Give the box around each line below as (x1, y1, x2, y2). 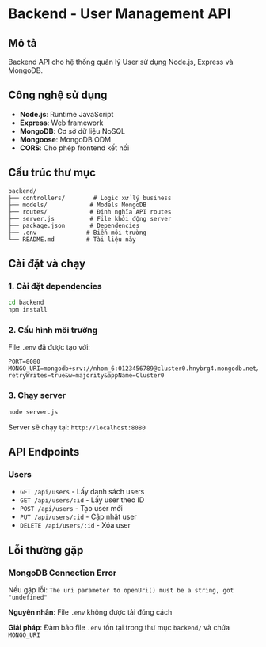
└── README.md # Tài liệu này (8, 235, 136, 244)
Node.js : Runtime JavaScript (19, 109, 114, 119)
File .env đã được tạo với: (8, 342, 91, 352)
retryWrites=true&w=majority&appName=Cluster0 (8, 372, 165, 380)
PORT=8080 (8, 358, 41, 366)
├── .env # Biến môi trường (8, 229, 147, 236)
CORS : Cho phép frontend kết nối (19, 143, 130, 153)
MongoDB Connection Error (8, 567, 117, 578)
